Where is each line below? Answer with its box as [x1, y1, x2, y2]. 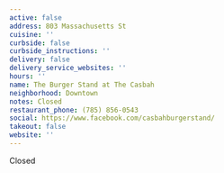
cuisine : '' [9, 30, 54, 39]
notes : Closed [9, 96, 63, 106]
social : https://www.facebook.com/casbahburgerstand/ [9, 114, 216, 123]
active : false [9, 13, 63, 23]
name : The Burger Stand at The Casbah [9, 80, 155, 89]
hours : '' [9, 72, 47, 81]
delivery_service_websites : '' [9, 64, 127, 73]
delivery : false [9, 55, 70, 64]
